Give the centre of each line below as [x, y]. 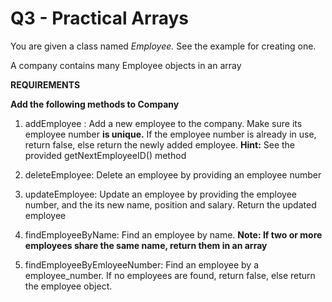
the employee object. [68, 286]
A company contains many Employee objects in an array [126, 65]
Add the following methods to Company [95, 104]
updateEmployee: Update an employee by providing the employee [160, 194]
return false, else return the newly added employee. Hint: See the [160, 144]
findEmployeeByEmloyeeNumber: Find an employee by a [142, 264]
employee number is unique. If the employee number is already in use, [170, 134]
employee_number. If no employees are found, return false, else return [170, 275]
